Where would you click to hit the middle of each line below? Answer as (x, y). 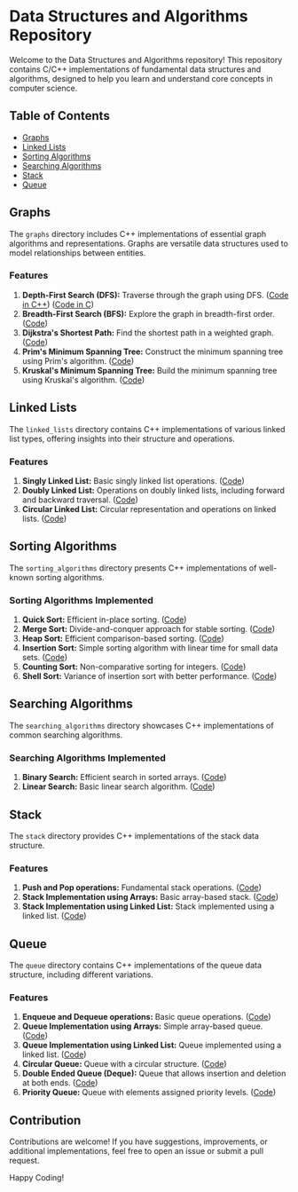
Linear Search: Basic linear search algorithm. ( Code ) (118, 786)
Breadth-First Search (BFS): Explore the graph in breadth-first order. (148, 313)
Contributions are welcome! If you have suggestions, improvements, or (139, 1141)
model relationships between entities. (78, 253)
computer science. (43, 88)
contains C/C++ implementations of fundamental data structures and (135, 69)
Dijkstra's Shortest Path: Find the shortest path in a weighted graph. (148, 332)
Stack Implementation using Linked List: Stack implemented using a (148, 906)
